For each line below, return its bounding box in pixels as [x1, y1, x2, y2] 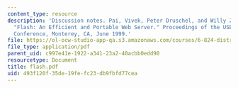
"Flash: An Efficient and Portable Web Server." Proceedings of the [13, 23, 220, 31]
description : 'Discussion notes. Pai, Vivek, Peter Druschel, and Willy [7, 17, 227, 24]
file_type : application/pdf [7, 43, 91, 50]
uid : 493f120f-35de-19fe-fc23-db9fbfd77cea [7, 70, 138, 77]
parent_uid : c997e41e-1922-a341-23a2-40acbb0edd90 [7, 50, 160, 57]
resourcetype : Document [7, 57, 78, 64]
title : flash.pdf [7, 63, 59, 70]
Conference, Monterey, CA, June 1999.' [13, 30, 132, 38]
